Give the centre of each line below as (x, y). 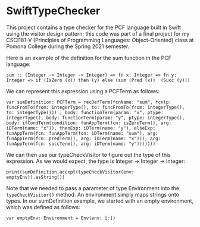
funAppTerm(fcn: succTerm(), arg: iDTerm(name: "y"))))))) (81, 144)
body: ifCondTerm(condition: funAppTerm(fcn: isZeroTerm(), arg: (89, 123)
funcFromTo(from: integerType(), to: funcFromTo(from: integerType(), (96, 107)
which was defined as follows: (43, 207)
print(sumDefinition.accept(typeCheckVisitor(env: (70, 172)
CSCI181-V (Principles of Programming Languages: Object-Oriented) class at (100, 40)
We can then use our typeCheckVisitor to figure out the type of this (88, 155)
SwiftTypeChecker (53, 11)
